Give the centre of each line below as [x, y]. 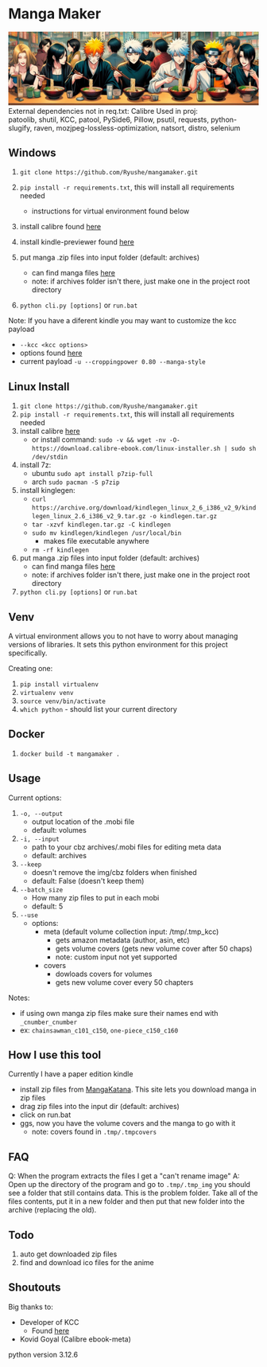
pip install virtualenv [59, 685]
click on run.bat [45, 1115]
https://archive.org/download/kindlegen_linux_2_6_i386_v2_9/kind [144, 508]
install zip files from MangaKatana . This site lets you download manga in [138, 1090]
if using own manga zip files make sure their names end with [119, 1013]
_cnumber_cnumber [48, 1022]
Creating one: [31, 669]
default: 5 [47, 906]
